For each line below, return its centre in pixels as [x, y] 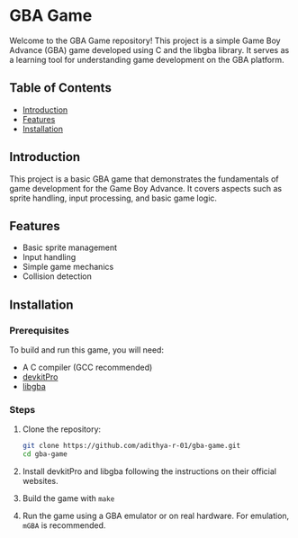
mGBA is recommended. [64, 525]
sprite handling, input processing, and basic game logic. [113, 198]
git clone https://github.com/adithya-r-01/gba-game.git [131, 446]
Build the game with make [68, 498]
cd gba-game [45, 454]
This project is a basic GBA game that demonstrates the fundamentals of [144, 179]
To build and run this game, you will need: [87, 350]
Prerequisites [39, 330]
